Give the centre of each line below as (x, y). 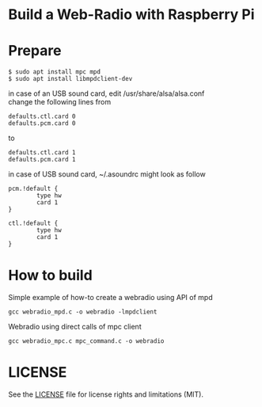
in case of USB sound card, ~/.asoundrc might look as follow (107, 174)
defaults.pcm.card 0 (42, 124)
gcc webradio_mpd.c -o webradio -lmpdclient (83, 312)
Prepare (35, 51)
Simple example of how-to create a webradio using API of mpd (110, 298)
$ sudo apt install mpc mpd (55, 72)
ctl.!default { (33, 223)
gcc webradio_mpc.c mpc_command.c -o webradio (86, 341)
